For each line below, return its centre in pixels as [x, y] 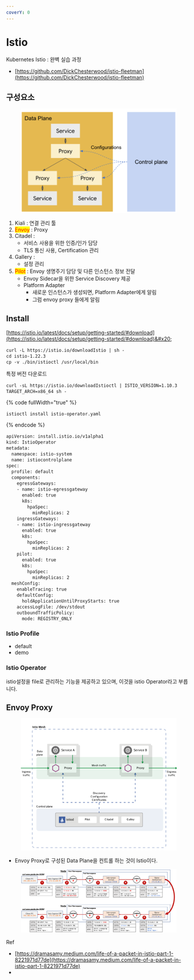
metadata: [18, 448]
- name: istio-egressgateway [52, 489]
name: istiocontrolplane [42, 460]
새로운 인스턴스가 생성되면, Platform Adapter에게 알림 [94, 292]
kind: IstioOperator [31, 442]
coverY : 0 [18, 12]
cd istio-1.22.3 [26, 356]
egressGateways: [37, 484]
